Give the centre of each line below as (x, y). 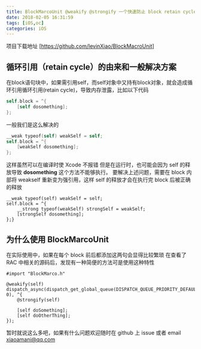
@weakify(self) (25, 284)
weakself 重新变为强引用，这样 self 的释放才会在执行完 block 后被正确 (104, 180)
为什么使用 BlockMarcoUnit (57, 239)
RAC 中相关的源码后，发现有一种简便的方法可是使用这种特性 (80, 262)
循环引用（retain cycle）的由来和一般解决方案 (92, 67)
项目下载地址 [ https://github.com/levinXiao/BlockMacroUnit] (80, 46)
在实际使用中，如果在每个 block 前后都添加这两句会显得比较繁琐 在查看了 (96, 255)
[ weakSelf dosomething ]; (48, 147)
